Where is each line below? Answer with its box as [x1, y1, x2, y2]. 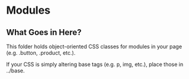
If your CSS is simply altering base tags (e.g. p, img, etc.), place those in [6, 61, 184, 68]
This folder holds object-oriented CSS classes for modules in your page [6, 43, 182, 50]
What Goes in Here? [6, 27, 82, 37]
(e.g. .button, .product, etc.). [6, 49, 76, 56]
